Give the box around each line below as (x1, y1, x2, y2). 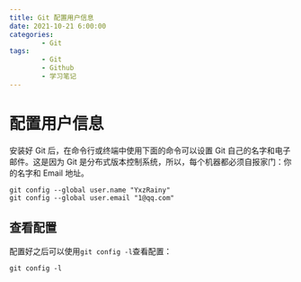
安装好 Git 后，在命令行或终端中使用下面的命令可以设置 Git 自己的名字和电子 (9, 145, 291, 156)
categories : (9, 30, 54, 39)
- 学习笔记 (41, 72, 77, 81)
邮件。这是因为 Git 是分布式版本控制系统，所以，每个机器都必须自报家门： (9, 156, 285, 167)
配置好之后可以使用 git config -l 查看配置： (9, 245, 173, 257)
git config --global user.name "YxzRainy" (9, 186, 171, 195)
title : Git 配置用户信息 (9, 13, 94, 23)
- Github (41, 64, 75, 73)
